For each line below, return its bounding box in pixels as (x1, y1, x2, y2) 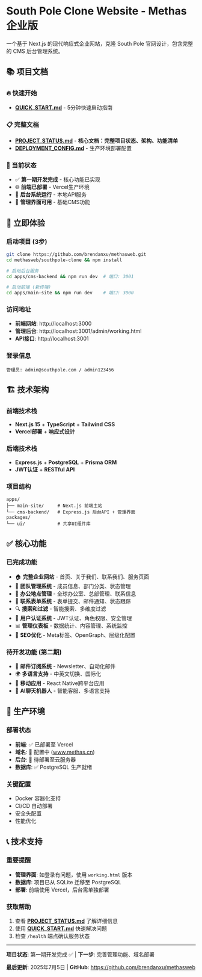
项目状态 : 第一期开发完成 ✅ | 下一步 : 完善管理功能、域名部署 (6, 951, 155, 958)
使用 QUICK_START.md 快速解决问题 (14, 925, 107, 932)
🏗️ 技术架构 (6, 385, 49, 395)
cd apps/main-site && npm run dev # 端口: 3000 (6, 290, 134, 296)
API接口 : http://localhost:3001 (14, 335, 89, 343)
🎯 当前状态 (6, 161, 37, 169)
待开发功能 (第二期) (6, 648, 62, 656)
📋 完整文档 (6, 120, 39, 129)
